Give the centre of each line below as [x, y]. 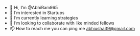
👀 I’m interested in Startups [37, 13]
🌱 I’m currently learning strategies [44, 18]
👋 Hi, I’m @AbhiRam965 [34, 8]
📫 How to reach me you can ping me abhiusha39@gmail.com [72, 28]
